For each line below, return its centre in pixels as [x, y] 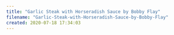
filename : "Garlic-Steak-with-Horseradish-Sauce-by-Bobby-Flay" [87, 17]
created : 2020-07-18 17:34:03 [44, 23]
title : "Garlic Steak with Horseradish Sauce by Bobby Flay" [83, 12]
